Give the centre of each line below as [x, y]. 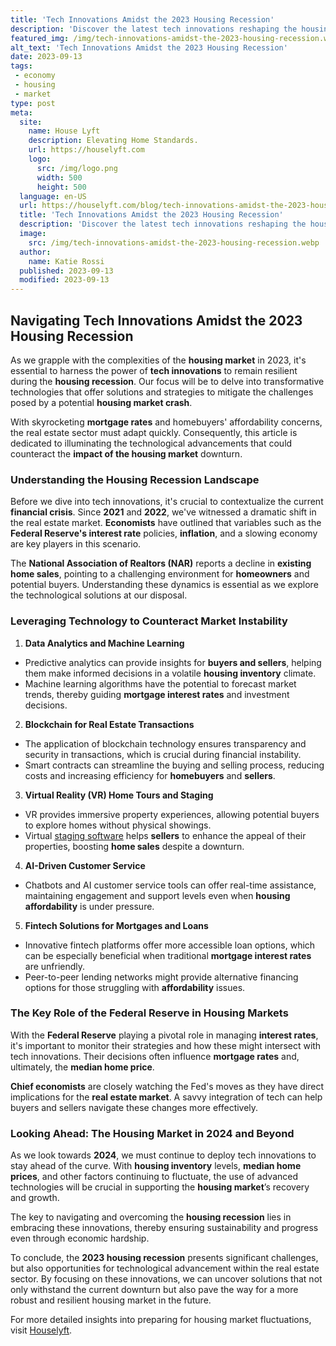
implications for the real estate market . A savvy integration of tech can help [166, 1097]
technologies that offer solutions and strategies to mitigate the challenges [162, 392]
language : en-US [53, 196]
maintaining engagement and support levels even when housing [157, 895]
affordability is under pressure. [89, 906]
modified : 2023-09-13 [64, 280]
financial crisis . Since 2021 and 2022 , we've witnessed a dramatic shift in [163, 512]
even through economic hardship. [80, 1238]
